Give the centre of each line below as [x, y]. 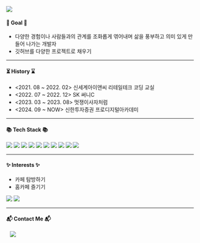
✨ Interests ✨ [23, 165]
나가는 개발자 [41, 44]
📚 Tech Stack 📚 [27, 130]
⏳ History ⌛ [21, 71]
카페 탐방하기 [30, 179]
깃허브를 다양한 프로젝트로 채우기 [53, 51]
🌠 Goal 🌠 [17, 23]
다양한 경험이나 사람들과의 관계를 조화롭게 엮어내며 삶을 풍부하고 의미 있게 [101, 37]
